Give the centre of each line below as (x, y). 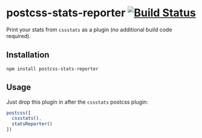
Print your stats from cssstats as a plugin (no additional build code (89, 30)
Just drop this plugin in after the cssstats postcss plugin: (77, 102)
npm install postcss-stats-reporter (52, 69)
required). (19, 36)
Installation (28, 55)
